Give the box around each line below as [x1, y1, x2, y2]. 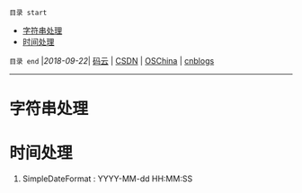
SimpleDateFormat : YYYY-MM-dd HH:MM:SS [22, 173, 193, 184]
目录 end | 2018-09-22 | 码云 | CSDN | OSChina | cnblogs [9, 56, 215, 66]
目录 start [9, 8, 48, 17]
